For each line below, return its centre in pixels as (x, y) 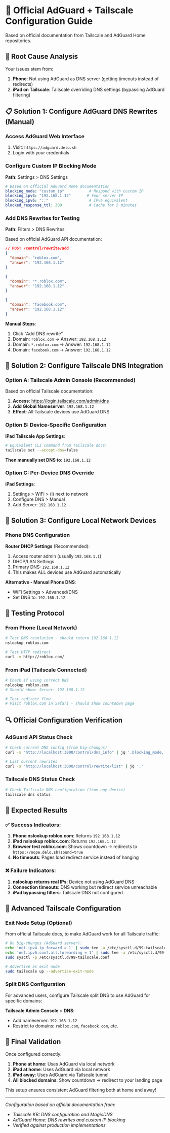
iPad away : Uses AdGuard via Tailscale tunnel (60, 1075)
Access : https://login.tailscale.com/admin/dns (61, 401)
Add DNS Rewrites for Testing (42, 218)
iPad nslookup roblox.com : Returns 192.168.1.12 (64, 841)
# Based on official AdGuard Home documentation (57, 186)
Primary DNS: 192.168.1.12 (41, 567)
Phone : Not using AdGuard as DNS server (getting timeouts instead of (86, 79)
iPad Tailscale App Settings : (35, 436)
